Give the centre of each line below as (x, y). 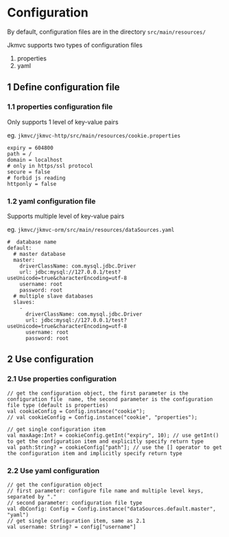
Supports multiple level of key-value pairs (66, 216)
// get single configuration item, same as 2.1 (76, 520)
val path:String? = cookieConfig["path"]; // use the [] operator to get (115, 447)
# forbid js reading (37, 178)
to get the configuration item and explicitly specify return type (106, 441)
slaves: (24, 302)
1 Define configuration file (63, 87)
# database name (32, 242)
